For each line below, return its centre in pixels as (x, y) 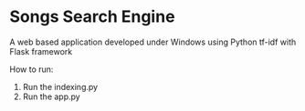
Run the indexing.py (60, 86)
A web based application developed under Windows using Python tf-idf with (153, 42)
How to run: (32, 69)
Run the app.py (51, 96)
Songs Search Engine (92, 17)
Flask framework (41, 51)
